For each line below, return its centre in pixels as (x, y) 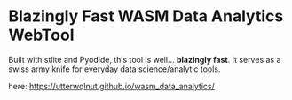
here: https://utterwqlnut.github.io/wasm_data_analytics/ (111, 86)
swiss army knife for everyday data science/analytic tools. (114, 69)
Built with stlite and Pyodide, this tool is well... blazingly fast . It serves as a (145, 59)
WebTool (41, 35)
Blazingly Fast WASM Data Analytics (146, 16)
